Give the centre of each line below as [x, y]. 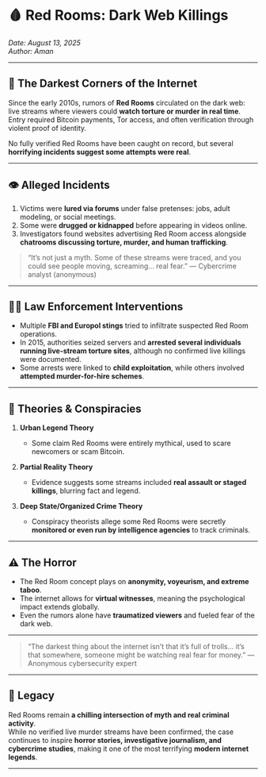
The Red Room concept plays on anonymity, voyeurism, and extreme [134, 581]
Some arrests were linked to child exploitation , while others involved [132, 368]
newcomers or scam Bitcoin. [78, 452]
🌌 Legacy [32, 696]
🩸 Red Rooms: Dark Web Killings [118, 15]
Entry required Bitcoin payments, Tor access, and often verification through [131, 119]
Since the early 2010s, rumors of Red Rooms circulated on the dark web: [127, 102]
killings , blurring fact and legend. [86, 491]
